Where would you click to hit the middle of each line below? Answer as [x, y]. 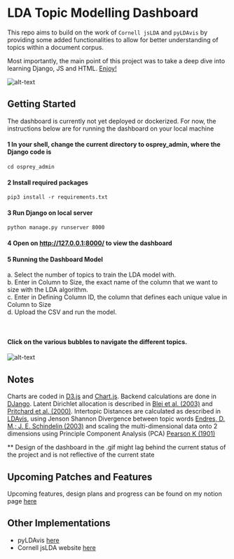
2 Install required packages [48, 182]
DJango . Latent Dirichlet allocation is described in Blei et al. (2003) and [110, 404]
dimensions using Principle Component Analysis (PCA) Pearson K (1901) [111, 434]
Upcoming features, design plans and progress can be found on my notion [115, 494]
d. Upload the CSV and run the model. [62, 312]
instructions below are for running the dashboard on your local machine [111, 129]
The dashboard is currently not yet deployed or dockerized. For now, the [112, 121]
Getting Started [42, 104]
